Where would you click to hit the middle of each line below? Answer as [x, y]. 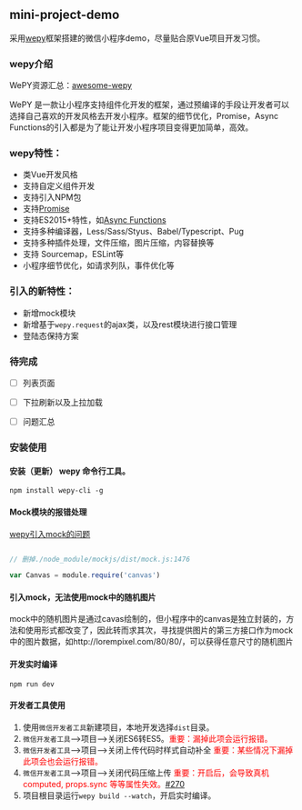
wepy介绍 [31, 64]
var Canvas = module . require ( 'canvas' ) [85, 575]
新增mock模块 [49, 313]
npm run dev [32, 684]
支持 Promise [46, 209]
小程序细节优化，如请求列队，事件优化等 [98, 265]
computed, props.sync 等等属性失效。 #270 [103, 784]
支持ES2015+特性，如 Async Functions [94, 220]
